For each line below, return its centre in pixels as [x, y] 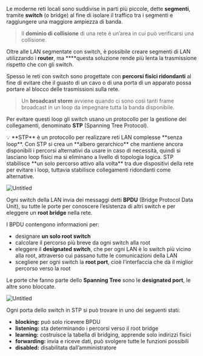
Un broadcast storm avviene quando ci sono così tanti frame [98, 101]
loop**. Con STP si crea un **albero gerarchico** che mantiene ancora [95, 144]
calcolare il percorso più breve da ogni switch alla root [82, 243]
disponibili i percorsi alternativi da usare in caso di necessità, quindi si [93, 150]
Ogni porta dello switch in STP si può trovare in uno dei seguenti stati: [93, 310]
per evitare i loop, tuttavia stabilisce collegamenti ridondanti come [88, 170]
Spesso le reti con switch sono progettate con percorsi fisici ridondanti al [99, 76]
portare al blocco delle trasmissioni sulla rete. [63, 89]
